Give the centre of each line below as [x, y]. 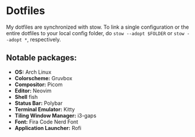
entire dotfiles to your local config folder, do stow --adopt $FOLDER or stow [95, 33]
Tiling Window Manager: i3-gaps [56, 115]
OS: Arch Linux [33, 72]
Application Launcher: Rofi [48, 128]
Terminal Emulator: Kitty [45, 109]
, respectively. [44, 39]
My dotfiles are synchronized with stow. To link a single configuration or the [97, 27]
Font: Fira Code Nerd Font [46, 122]
